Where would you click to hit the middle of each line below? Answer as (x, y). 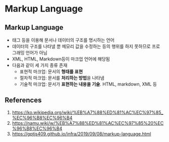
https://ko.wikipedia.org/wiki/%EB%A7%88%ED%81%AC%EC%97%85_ (88, 112)
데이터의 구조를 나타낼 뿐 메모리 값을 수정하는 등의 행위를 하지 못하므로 (81, 46)
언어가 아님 (36, 53)
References (23, 100)
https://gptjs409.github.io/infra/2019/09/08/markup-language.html (81, 133)
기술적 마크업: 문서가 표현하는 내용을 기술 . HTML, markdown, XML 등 (88, 84)
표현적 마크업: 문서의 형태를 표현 (51, 72)
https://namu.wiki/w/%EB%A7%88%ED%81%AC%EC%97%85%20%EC (88, 123)
